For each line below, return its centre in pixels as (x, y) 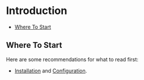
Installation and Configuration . (51, 71)
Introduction (37, 11)
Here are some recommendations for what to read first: (72, 59)
